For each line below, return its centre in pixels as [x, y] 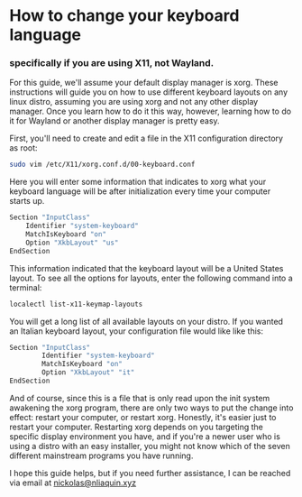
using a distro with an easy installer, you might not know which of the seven [150, 446]
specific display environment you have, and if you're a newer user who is [145, 436]
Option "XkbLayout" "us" [72, 243]
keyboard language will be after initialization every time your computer [140, 191]
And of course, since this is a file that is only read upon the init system [140, 398]
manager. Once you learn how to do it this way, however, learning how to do [150, 111]
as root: [23, 148]
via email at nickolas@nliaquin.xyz [73, 483]
